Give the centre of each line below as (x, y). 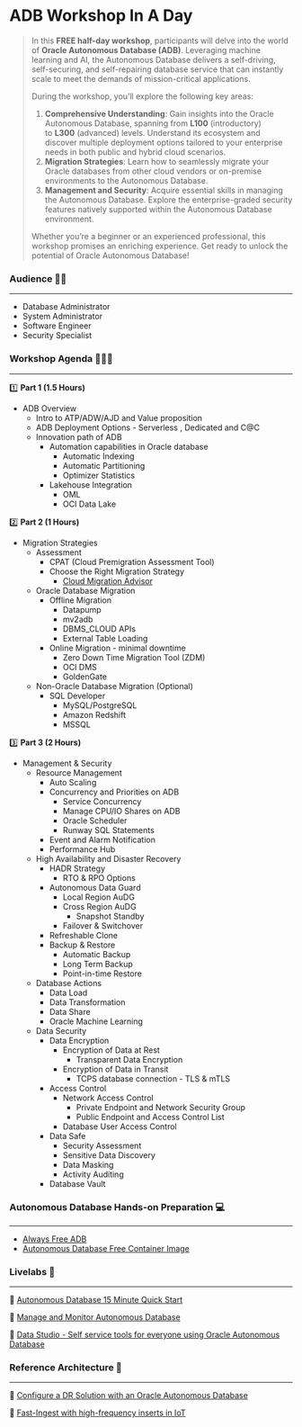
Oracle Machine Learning (96, 1021)
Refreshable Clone (84, 935)
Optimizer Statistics (99, 475)
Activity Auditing (93, 1174)
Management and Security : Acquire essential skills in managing (164, 190)
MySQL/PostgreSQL (100, 705)
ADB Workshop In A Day (101, 16)
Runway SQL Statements (108, 830)
